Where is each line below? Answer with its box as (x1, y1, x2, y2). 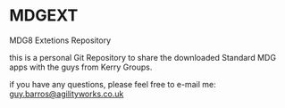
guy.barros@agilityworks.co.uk (9, 88, 124, 99)
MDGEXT (9, 5, 79, 26)
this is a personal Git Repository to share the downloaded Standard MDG (9, 52, 277, 62)
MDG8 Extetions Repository (9, 35, 112, 46)
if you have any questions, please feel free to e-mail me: (9, 79, 216, 89)
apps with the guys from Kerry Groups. (9, 62, 153, 72)
